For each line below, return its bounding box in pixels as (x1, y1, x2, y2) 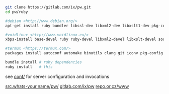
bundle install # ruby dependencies (5, 60, 82, 65)
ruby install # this (5, 64, 53, 69)
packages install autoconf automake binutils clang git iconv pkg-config (5, 51, 163, 56)
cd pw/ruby (5, 9, 28, 15)
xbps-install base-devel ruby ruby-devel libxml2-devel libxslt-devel (5, 37, 156, 42)
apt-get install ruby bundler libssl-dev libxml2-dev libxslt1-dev (5, 23, 150, 28)
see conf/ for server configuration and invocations (5, 73, 110, 79)
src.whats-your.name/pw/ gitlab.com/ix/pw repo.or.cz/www (5, 83, 129, 89)
